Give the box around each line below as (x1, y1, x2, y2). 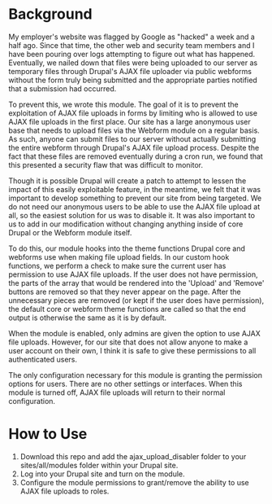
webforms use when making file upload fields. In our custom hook (8, 252, 230, 261)
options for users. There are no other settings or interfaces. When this (8, 379, 243, 388)
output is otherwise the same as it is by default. (8, 313, 167, 322)
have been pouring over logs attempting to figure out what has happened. (8, 49, 256, 59)
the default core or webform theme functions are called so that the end (8, 304, 246, 313)
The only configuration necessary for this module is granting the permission (8, 370, 262, 379)
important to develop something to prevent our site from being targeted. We (8, 193, 262, 203)
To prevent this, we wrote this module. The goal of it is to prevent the (8, 99, 239, 109)
